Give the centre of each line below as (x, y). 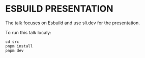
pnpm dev (14, 50)
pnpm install (19, 46)
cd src (12, 42)
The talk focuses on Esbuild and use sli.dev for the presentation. (72, 23)
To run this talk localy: (28, 32)
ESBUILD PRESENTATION (59, 9)
